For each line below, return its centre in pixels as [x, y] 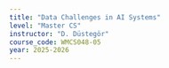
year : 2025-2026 [39, 50]
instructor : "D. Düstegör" [59, 34]
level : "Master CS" [45, 26]
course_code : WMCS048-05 [55, 42]
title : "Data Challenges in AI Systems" [85, 17]
